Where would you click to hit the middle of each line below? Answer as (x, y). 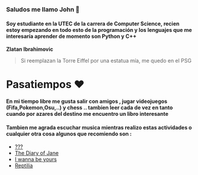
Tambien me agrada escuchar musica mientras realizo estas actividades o (99, 127)
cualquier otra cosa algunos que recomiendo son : (69, 134)
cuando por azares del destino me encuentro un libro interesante (87, 114)
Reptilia (24, 166)
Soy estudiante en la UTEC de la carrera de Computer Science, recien (93, 24)
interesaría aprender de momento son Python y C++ (72, 36)
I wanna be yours (36, 160)
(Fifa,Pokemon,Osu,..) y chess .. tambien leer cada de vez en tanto (90, 107)
